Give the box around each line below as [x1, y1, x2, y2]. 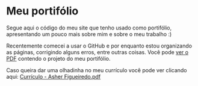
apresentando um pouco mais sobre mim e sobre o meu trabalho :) [6, 30, 172, 37]
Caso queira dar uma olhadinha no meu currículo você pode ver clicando [6, 66, 188, 73]
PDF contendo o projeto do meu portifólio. [6, 55, 111, 62]
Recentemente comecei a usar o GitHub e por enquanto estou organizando [6, 42, 193, 49]
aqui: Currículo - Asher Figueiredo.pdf [6, 73, 101, 80]
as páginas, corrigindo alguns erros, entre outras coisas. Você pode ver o [6, 48, 188, 55]
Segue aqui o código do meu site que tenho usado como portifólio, [6, 24, 172, 31]
